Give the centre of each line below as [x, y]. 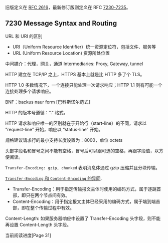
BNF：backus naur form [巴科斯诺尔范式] [48, 102]
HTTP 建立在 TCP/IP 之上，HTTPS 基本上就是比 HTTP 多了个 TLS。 [75, 74]
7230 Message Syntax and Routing [61, 23]
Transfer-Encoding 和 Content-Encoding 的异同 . [54, 178]
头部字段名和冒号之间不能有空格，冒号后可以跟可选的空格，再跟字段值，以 [82, 151]
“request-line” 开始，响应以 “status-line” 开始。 [54, 129]
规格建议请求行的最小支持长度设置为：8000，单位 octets [64, 140]
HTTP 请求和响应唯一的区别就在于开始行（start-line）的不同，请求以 [76, 123]
